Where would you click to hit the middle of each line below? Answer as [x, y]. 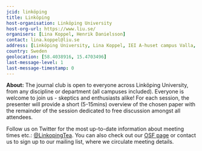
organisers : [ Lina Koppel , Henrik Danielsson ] [66, 34]
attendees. [20, 117]
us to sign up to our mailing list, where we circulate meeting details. [90, 142]
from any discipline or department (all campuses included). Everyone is [95, 92]
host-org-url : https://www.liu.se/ [51, 29]
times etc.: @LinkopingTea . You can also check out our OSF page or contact [101, 135]
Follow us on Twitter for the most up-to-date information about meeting [95, 129]
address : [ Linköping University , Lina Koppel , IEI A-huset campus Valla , [101, 46]
